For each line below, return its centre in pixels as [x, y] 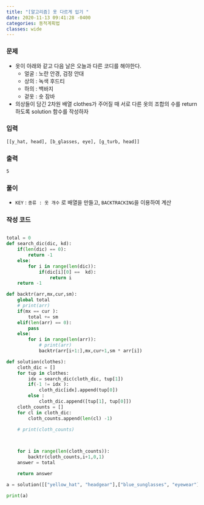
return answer [35, 473]
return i [60, 277]
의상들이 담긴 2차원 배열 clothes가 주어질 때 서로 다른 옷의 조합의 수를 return [106, 103]
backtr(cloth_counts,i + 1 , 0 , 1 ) [66, 457]
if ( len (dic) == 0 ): [42, 249]
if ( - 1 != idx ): [49, 385]
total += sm [43, 317]
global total [34, 300]
